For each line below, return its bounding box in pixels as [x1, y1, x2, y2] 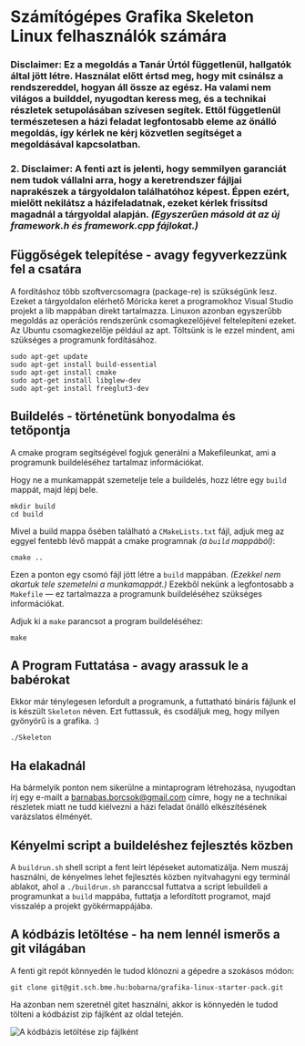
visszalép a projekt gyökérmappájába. [10, 900, 153, 912]
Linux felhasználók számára [10, 26, 227, 46]
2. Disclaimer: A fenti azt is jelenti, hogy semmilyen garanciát [10, 162, 287, 175]
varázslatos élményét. [10, 811, 93, 822]
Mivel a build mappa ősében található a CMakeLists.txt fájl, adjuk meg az [10, 526, 285, 537]
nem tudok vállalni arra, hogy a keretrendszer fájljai [10, 174, 242, 187]
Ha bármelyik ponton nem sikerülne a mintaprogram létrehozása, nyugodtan [10, 782, 297, 794]
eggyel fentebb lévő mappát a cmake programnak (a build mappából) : [10, 535, 276, 546]
